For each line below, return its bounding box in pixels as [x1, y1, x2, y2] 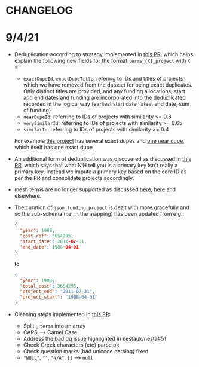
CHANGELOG [5, 4, 73, 17]
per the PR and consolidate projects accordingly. [14, 175, 134, 182]
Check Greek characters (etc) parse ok [23, 341, 120, 348]
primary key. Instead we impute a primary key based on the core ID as [14, 168, 187, 175]
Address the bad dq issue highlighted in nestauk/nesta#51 [23, 335, 167, 342]
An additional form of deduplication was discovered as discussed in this [14, 155, 192, 163]
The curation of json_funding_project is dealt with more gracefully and [14, 204, 189, 211]
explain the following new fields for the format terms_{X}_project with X [14, 57, 191, 65]
